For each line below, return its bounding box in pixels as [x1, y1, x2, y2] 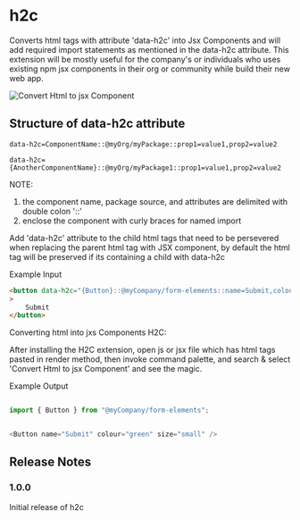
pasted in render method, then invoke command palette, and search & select [9, 354, 291, 365]
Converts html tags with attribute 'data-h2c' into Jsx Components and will [9, 35, 281, 46]
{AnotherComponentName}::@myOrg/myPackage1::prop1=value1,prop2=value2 [9, 163, 281, 172]
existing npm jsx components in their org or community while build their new [9, 63, 290, 74]
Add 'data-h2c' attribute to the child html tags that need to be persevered [9, 232, 279, 243]
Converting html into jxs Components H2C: [9, 327, 167, 338]
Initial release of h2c [9, 501, 85, 512]
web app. [9, 72, 44, 83]
